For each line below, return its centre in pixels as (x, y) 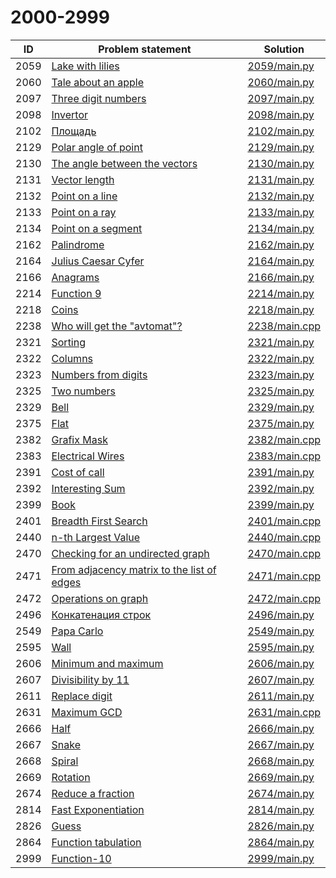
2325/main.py (281, 391)
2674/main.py (281, 793)
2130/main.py (281, 163)
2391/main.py (281, 472)
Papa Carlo (77, 631)
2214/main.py (281, 293)
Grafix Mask (79, 439)
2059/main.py (281, 66)
